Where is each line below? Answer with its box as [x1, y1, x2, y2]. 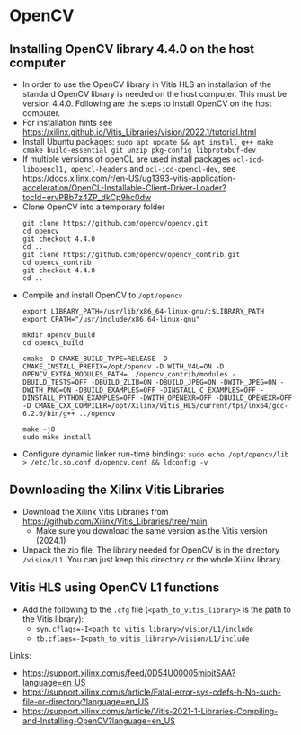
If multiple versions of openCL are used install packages [22, 154, 231, 164]
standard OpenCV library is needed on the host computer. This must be [22, 89, 288, 99]
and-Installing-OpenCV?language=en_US [22, 715, 176, 726]
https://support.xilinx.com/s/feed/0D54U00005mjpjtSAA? [22, 667, 236, 678]
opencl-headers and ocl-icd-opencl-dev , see [70, 164, 236, 173]
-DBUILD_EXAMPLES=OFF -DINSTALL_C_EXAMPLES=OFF [75, 385, 257, 394]
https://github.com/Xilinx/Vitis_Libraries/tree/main [22, 516, 208, 527]
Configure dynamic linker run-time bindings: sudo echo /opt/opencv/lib [22, 448, 289, 459]
